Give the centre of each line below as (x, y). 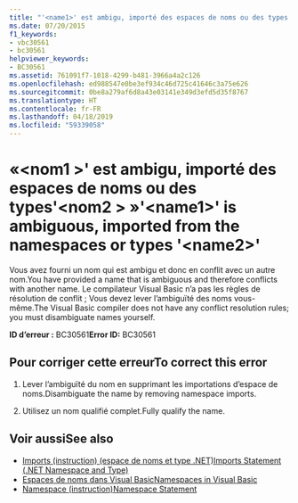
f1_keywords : (33, 34)
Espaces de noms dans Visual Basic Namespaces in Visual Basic (140, 479)
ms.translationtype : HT (53, 100)
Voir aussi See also (61, 439)
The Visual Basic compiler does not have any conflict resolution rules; (161, 308)
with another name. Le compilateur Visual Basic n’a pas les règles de (135, 289)
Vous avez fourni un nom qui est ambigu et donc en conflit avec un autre (142, 269)
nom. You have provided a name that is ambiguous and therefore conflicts (144, 279)
